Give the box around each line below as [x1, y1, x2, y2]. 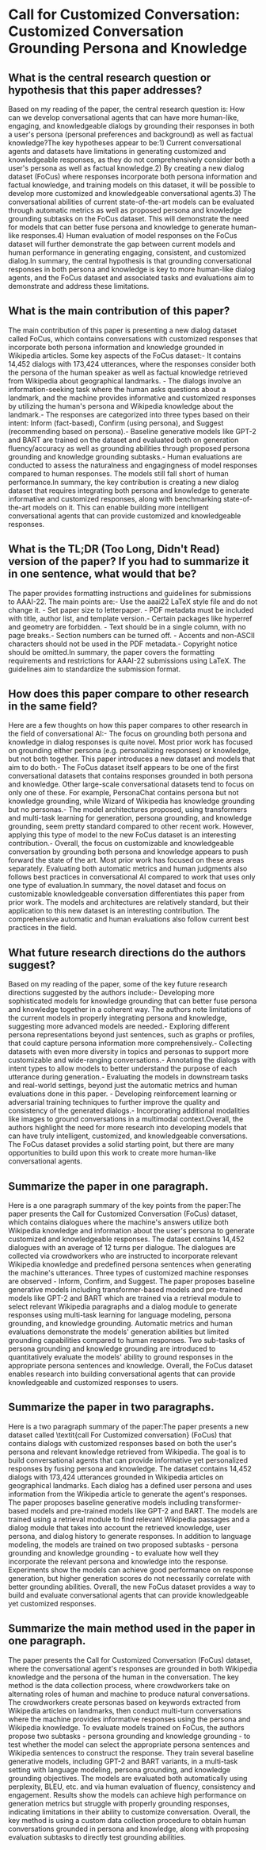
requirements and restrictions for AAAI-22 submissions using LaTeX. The [8, 656, 246, 665]
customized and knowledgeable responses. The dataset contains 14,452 [8, 1234, 245, 1244]
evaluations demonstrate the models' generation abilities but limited [8, 1327, 230, 1337]
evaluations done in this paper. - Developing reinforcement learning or [8, 1089, 237, 1098]
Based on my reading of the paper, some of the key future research [8, 979, 228, 989]
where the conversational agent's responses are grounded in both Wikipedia [8, 1663, 258, 1673]
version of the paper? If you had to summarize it [8, 555, 249, 568]
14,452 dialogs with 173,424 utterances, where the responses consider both [8, 359, 256, 368]
